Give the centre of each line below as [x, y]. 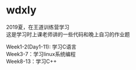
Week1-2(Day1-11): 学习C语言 [41, 47]
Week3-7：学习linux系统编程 [41, 54]
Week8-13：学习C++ [31, 61]
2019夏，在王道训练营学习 [38, 27]
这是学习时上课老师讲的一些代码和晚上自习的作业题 [68, 34]
